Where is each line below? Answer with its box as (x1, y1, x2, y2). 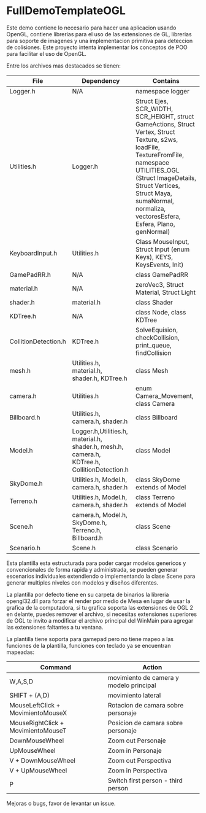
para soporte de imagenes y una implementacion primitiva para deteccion (6, 37, 193, 44)
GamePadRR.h (9, 270, 51, 279)
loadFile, (135, 142, 161, 151)
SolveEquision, (135, 325, 178, 334)
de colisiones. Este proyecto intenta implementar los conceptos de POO (6, 44, 188, 51)
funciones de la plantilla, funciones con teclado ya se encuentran (6, 642, 171, 649)
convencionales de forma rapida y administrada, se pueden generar (6, 566, 178, 573)
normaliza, (135, 204, 166, 212)
